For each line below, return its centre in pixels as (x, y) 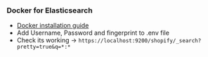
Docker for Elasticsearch (50, 10)
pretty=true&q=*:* (44, 47)
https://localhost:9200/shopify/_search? (140, 41)
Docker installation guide (53, 26)
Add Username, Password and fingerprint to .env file (93, 33)
